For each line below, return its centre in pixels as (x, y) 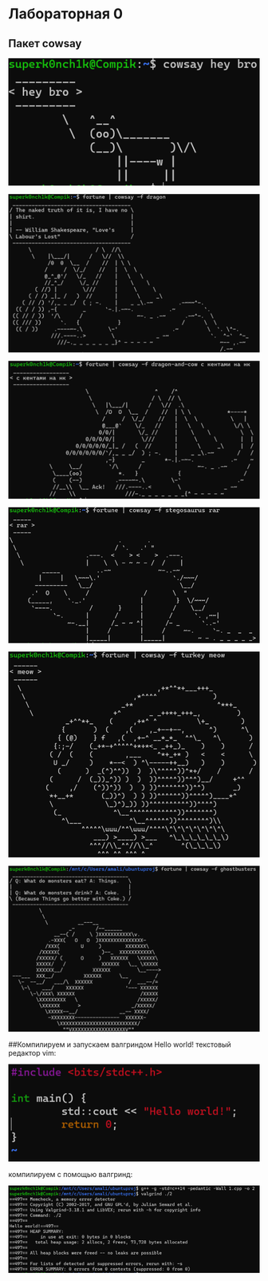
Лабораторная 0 (66, 14)
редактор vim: (32, 1052)
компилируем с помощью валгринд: (71, 1175)
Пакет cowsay (45, 44)
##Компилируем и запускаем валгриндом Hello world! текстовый (120, 1044)
